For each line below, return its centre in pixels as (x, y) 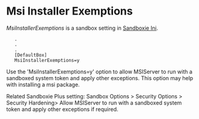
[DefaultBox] (31, 55)
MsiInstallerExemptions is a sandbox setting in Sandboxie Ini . (82, 28)
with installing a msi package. (43, 84)
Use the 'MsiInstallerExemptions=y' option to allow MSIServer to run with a (99, 72)
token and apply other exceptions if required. (62, 109)
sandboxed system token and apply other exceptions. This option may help (100, 78)
